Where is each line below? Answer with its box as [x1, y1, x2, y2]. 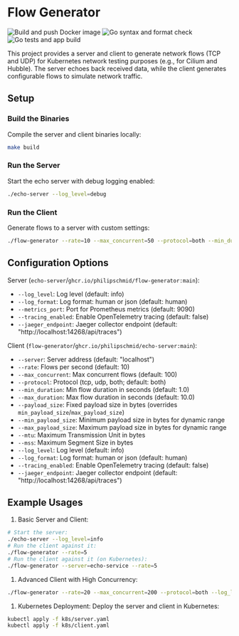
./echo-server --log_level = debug [7, 190, 107, 198]
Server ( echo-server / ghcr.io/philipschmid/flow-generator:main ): [7, 275, 201, 285]
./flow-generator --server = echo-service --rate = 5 [7, 562, 158, 569]
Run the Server [7, 161, 60, 171]
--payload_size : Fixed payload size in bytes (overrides [17, 400, 178, 409]
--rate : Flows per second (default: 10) [17, 362, 130, 371]
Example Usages [7, 497, 83, 509]
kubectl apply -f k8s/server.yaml [7, 615, 110, 622]
